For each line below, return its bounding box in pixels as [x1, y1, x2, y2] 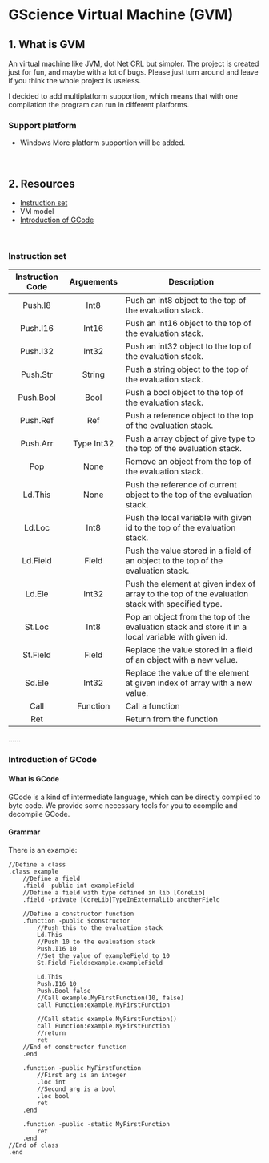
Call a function [125, 701, 180, 712]
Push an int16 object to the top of [125, 318, 252, 329]
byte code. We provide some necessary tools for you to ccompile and [8, 800, 238, 810]
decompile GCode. [8, 809, 70, 818]
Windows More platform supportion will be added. [19, 138, 186, 147]
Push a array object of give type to [125, 433, 255, 444]
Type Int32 [73, 438, 114, 450]
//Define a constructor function [22, 910, 134, 918]
